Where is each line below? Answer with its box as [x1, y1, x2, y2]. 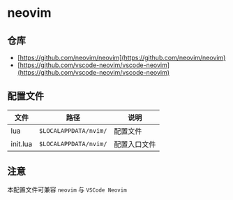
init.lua [10, 138, 33, 148]
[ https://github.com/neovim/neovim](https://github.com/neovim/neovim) [17, 54, 226, 62]
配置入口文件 [114, 139, 156, 149]
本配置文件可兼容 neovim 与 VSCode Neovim [7, 185, 127, 194]
